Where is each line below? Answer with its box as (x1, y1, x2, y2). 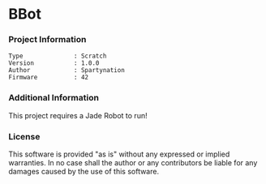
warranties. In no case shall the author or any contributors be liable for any (8, 158, 258, 168)
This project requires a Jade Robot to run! (8, 110, 148, 120)
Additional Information (8, 92, 100, 104)
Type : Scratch (8, 52, 107, 61)
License (8, 131, 41, 142)
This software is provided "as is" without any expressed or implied (8, 149, 230, 159)
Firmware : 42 (8, 74, 89, 82)
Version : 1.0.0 (8, 59, 100, 67)
